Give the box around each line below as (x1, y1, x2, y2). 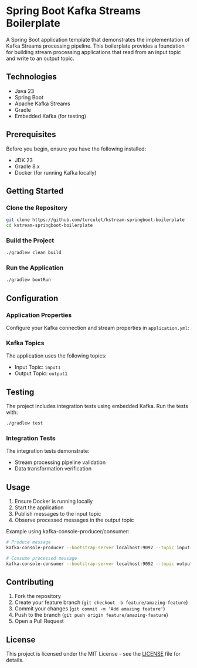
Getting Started (6, 186, 64, 196)
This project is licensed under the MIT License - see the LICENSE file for (6, 650, 181, 657)
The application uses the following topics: (6, 352, 107, 359)
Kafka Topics (6, 339, 45, 347)
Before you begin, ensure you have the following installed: (6, 145, 147, 152)
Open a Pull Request (14, 617, 64, 624)
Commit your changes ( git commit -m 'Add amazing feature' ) (14, 605, 165, 612)
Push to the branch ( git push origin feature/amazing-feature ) (14, 612, 168, 619)
